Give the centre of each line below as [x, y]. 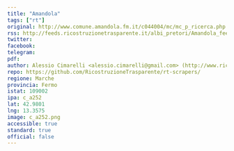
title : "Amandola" [34, 14]
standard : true [29, 130]
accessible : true [32, 124]
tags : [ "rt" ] [26, 20]
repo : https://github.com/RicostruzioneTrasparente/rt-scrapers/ [104, 72]
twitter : [20, 40]
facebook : [22, 46]
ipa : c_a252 [24, 98]
